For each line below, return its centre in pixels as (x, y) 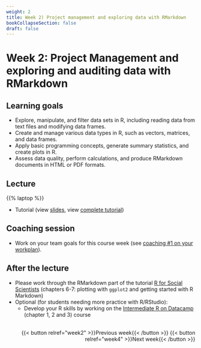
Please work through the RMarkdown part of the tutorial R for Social (99, 283)
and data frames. (36, 139)
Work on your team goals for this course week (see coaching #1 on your (104, 243)
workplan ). (28, 249)
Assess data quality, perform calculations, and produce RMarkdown (99, 158)
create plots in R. (36, 152)
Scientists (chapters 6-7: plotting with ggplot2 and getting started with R (104, 289)
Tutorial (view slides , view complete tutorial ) (69, 210)
